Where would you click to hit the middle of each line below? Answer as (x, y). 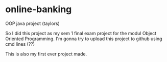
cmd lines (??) (20, 44)
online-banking (39, 9)
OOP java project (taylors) (32, 23)
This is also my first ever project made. (46, 54)
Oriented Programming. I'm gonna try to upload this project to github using (84, 39)
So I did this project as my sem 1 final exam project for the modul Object (81, 33)
